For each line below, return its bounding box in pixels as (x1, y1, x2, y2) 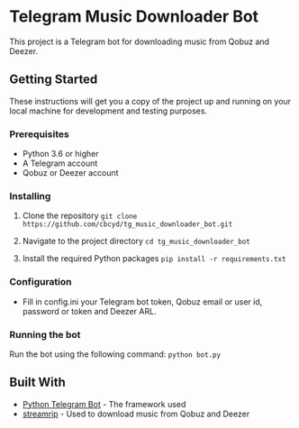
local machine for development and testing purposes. (9, 105, 208, 116)
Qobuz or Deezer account (22, 168, 119, 178)
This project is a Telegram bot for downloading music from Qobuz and (9, 36, 270, 47)
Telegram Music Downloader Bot (9, 6, 259, 27)
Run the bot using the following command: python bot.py (9, 349, 222, 360)
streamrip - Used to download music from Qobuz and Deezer (22, 408, 250, 419)
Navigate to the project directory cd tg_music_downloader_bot (22, 236, 250, 247)
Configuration (9, 276, 72, 288)
